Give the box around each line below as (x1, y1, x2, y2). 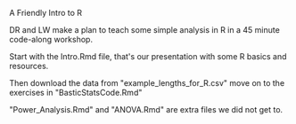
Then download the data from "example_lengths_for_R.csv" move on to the (9, 78, 285, 88)
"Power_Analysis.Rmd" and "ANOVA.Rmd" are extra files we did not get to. (9, 105, 284, 114)
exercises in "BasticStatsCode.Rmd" (9, 88, 143, 97)
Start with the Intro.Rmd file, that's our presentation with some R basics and (9, 51, 287, 61)
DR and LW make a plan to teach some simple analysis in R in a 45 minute (9, 25, 281, 35)
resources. (9, 61, 49, 71)
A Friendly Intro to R (9, 8, 83, 18)
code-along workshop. (9, 35, 94, 44)
